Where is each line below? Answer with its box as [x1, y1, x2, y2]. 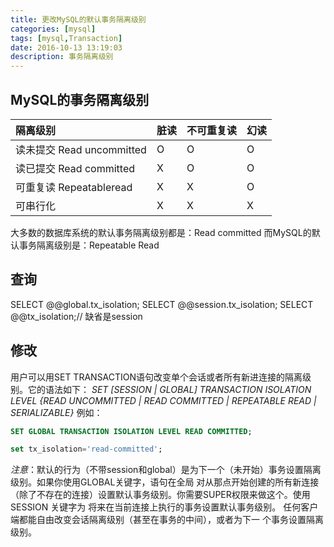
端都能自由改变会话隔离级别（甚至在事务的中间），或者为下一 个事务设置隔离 [10, 514, 324, 526]
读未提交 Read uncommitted [15, 142, 147, 156]
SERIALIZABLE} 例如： [10, 406, 103, 418]
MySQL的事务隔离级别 [10, 91, 150, 108]
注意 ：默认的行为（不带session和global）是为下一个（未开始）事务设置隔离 [10, 464, 322, 476]
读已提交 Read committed [15, 161, 136, 175]
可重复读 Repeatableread [15, 180, 133, 194]
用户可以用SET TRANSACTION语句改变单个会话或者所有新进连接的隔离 [10, 371, 303, 383]
